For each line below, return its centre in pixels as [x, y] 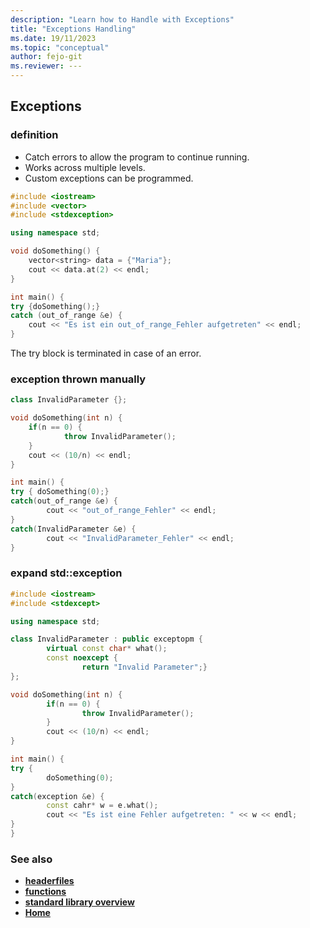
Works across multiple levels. [85, 167]
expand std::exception [66, 573]
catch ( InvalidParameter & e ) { [73, 529]
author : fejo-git [46, 57]
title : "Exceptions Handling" [73, 29]
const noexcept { [82, 658]
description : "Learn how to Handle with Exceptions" [122, 19]
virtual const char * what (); [107, 649]
